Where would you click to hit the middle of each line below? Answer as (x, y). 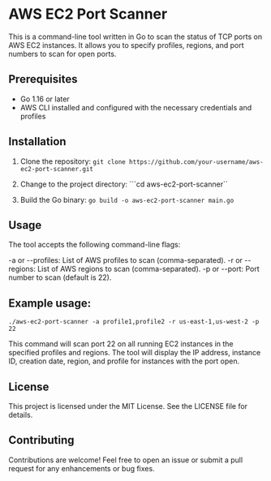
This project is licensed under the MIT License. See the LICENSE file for (128, 406)
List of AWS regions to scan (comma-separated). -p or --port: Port (148, 269)
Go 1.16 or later (45, 99)
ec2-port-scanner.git (56, 169)
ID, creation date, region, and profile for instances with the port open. (124, 361)
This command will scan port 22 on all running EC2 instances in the (121, 344)
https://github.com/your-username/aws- (196, 162)
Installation (37, 142)
